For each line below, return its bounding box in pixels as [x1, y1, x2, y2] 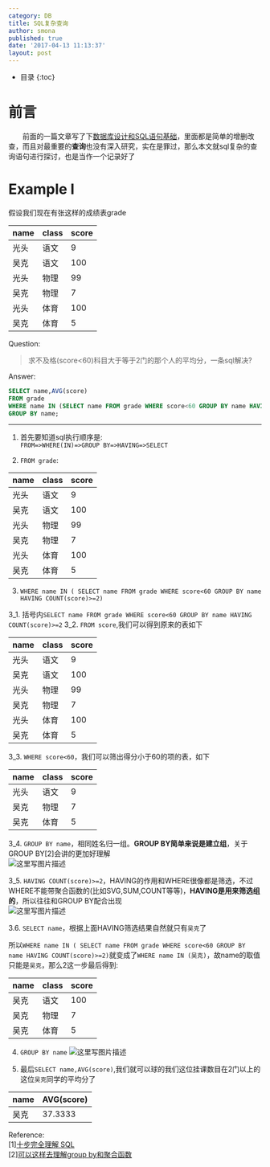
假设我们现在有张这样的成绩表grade [8, 207, 127, 217]
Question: [8, 338, 41, 348]
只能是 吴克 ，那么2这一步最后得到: [8, 960, 119, 970]
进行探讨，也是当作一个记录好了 [29, 151, 135, 161]
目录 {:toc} [19, 72, 55, 81]
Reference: [8, 1130, 45, 1140]
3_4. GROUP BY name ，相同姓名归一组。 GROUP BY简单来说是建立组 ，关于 [8, 839, 248, 849]
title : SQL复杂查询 [8, 19, 69, 27]
